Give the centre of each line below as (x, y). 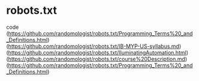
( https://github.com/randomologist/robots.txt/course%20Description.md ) (97, 59)
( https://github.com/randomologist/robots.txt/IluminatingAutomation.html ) (97, 52)
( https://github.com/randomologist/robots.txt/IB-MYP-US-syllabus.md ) (94, 46)
